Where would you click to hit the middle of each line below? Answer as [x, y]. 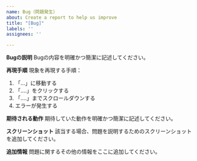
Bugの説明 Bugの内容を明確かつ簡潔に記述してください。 [77, 57]
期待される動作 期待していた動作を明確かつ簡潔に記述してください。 [91, 119]
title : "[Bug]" [25, 23]
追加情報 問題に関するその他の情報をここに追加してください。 [83, 152]
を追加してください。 [33, 139]
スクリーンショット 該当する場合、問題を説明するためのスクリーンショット [99, 131]
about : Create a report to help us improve [62, 17]
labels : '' [20, 29]
